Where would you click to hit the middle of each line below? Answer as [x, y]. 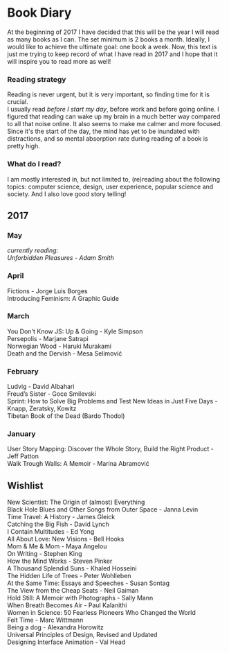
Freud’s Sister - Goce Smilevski [52, 394]
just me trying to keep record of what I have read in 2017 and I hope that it [112, 54]
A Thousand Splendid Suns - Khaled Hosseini [72, 568]
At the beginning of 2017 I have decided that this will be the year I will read [113, 32]
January [21, 434]
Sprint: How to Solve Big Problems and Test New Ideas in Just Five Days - [112, 401]
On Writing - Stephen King [45, 554]
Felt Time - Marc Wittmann [45, 620]
